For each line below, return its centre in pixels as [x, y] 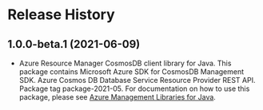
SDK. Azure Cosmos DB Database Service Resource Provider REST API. [137, 80]
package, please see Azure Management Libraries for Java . [118, 97]
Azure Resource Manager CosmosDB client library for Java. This [125, 63]
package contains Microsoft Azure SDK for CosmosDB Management [131, 72]
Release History [61, 15]
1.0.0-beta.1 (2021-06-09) [74, 44]
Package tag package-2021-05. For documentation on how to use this [134, 88]
